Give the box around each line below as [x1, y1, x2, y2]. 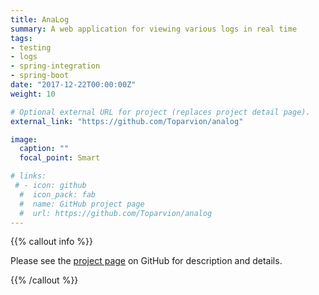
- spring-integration [10, 61, 101, 71]
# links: [10, 171, 47, 181]
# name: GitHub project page [19, 199, 145, 209]
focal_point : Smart [19, 153, 101, 163]
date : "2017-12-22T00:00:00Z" [10, 80, 137, 90]
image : [10, 134, 38, 145]
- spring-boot [10, 71, 70, 81]
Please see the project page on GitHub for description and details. [10, 255, 283, 267]
